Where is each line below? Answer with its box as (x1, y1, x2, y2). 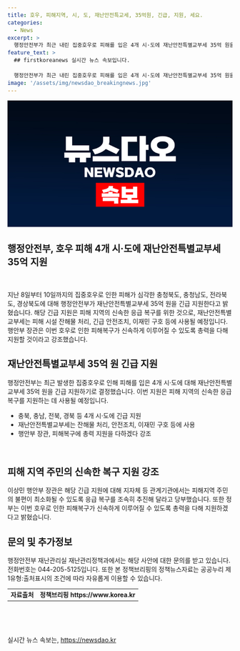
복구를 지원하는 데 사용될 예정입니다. (7, 396, 109, 404)
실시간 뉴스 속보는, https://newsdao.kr (7, 635, 116, 644)
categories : (7, 19, 43, 26)
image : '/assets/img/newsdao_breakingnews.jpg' (7, 79, 152, 86)
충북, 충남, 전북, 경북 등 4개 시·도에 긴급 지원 (17, 411, 141, 419)
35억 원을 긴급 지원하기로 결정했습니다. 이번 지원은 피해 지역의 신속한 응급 (26, 387, 232, 396)
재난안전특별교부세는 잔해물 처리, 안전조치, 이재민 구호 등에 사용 (17, 420, 196, 429)
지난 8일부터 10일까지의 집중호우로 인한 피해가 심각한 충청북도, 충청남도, (7, 290, 209, 299)
